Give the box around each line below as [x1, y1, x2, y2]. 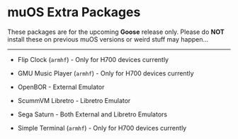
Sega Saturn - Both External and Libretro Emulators [17, 110, 168, 119]
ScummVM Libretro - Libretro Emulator [17, 96, 131, 104]
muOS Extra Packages [7, 4, 141, 20]
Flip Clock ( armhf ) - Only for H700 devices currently [17, 55, 169, 64]
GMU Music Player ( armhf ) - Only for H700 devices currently [17, 68, 194, 78]
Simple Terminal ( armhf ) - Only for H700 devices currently [17, 123, 187, 132]
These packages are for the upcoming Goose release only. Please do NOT [7, 28, 225, 36]
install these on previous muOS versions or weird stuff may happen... [7, 35, 209, 43]
